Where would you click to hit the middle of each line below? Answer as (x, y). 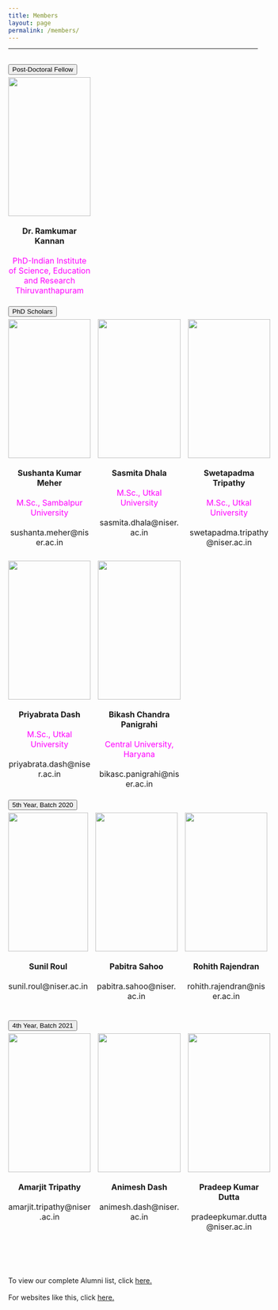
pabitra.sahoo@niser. (136, 986)
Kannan (50, 241)
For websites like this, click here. (61, 1297)
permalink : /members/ (44, 30)
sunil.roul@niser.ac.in (48, 986)
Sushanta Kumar (49, 473)
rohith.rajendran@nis (226, 986)
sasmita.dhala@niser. (139, 523)
